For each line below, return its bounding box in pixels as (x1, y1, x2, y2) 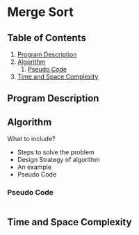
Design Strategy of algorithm (17, 156, 100, 164)
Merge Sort (7, 4, 74, 20)
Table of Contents (7, 32, 87, 44)
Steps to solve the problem (17, 148, 95, 156)
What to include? (7, 135, 56, 143)
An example (17, 163, 52, 171)
